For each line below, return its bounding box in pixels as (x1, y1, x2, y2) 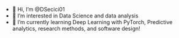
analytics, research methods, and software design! (12, 25, 141, 32)
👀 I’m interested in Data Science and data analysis (12, 12, 139, 19)
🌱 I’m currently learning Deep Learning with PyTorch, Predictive (12, 19, 173, 25)
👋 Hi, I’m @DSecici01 (12, 6, 66, 13)
